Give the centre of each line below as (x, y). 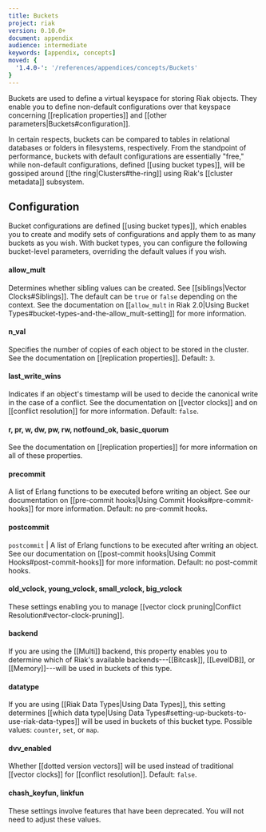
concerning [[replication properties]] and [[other (88, 115)
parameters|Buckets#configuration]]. (69, 123)
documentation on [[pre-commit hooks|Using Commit (97, 500)
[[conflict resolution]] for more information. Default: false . (104, 411)
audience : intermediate (48, 46)
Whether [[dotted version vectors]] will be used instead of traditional (121, 766)
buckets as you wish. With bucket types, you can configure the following (128, 243)
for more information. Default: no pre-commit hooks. (121, 508)
